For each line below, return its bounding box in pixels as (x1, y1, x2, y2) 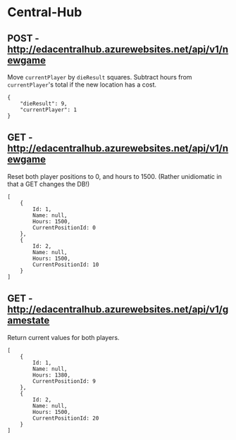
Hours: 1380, (32, 371, 71, 379)
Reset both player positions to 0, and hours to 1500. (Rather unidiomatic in (7, 172, 222, 180)
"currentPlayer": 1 (20, 106, 77, 113)
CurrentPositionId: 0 (32, 224, 97, 231)
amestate (7, 315, 50, 327)
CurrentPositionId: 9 (32, 377, 97, 384)
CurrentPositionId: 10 (32, 261, 99, 268)
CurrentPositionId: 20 (32, 415, 99, 422)
